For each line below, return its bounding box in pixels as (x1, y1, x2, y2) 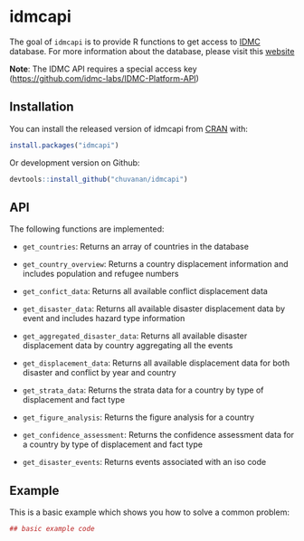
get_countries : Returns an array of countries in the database (22, 242, 249, 252)
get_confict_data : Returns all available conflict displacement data (22, 286, 269, 297)
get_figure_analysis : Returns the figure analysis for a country (22, 412, 255, 422)
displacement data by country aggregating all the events (22, 340, 233, 351)
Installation (9, 100, 74, 115)
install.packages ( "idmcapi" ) (9, 140, 119, 150)
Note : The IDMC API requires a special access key (9, 63, 197, 74)
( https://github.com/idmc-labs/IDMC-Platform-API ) (9, 72, 199, 83)
